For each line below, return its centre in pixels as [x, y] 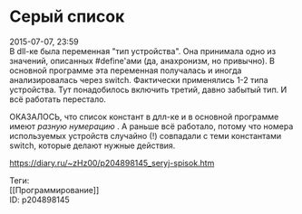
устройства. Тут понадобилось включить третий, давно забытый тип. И [148, 89]
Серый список [67, 17]
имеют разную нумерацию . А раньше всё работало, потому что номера [151, 126]
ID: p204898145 [39, 200]
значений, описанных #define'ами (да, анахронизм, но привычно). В [142, 60]
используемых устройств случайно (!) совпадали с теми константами [146, 135]
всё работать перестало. [58, 99]
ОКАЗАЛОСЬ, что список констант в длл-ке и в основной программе [144, 116]
